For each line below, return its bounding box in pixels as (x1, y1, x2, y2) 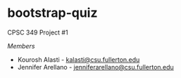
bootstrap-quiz (7, 5, 98, 21)
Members (7, 41, 35, 50)
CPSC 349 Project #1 (7, 28, 68, 37)
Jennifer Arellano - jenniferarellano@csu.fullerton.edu (17, 63, 174, 71)
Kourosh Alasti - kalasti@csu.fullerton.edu (17, 55, 140, 64)
